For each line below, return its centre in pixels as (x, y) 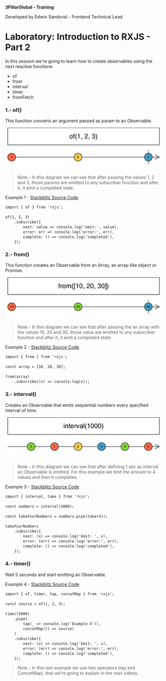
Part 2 (18, 47)
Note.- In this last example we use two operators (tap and (76, 668)
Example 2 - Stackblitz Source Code (42, 347)
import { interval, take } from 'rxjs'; (48, 497)
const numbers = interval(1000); (40, 507)
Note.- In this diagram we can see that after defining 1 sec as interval (88, 467)
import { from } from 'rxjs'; (37, 357)
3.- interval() (21, 394)
